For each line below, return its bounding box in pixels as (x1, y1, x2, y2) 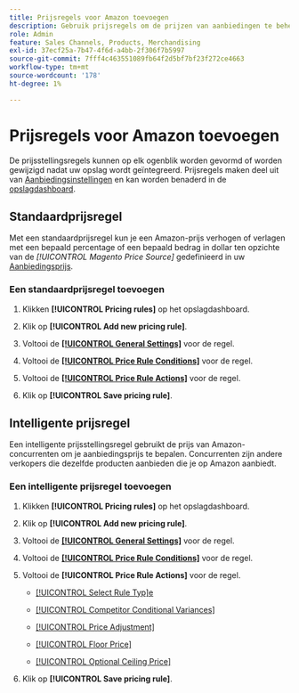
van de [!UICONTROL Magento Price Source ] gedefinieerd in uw (9, 251, 246, 263)
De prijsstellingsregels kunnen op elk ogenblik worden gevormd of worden (9, 155, 283, 166)
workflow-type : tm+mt (9, 63, 90, 72)
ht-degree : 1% (9, 79, 62, 88)
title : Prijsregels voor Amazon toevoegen (9, 12, 169, 22)
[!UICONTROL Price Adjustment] (35, 621, 156, 632)
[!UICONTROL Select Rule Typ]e (35, 587, 154, 598)
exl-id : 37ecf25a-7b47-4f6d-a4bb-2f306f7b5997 (9, 46, 185, 55)
